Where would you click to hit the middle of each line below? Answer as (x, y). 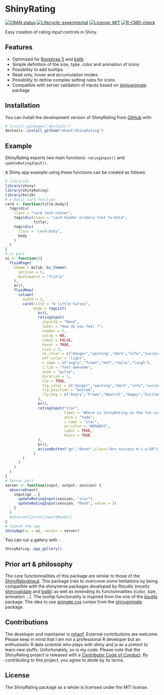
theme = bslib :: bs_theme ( (40, 267)
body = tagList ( (50, 308)
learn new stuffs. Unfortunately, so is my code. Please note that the (73, 650)
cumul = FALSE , (58, 340)
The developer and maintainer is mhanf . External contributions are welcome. (82, 634)
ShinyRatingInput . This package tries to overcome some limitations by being (82, 581)
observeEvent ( (24, 490)
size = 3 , (52, 349)
